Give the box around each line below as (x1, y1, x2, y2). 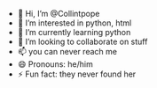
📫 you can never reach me (17, 47, 118, 56)
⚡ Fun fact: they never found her (17, 69, 137, 79)
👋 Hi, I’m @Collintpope (17, 9, 100, 18)
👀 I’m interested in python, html (17, 18, 132, 28)
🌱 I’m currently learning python (17, 27, 131, 37)
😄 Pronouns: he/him (17, 59, 93, 70)
